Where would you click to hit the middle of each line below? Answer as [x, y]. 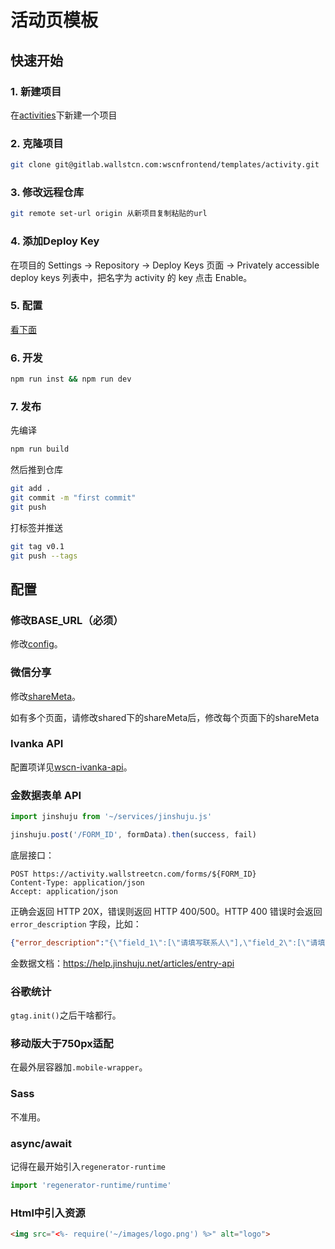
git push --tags [44, 556]
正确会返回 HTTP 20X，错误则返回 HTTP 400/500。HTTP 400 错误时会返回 [166, 911]
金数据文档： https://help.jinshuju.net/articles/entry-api [122, 963]
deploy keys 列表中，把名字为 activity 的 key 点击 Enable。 [131, 277]
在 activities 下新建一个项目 [64, 115]
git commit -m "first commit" [73, 498]
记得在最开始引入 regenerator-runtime [88, 1166]
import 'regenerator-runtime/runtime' [91, 1185]
